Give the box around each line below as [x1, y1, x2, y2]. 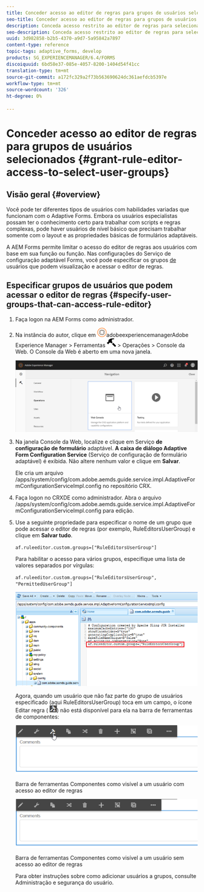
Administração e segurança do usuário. [15, 879, 114, 887]
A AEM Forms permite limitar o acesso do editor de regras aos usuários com [6, 243, 197, 251]
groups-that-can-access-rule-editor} [6, 299, 152, 310]
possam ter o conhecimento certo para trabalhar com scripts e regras [6, 218, 181, 226]
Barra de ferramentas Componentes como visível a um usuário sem [15, 854, 184, 862]
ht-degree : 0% [6, 93, 42, 100]
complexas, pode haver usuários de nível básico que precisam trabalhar [6, 225, 186, 232]
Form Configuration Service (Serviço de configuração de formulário [15, 451, 187, 459]
